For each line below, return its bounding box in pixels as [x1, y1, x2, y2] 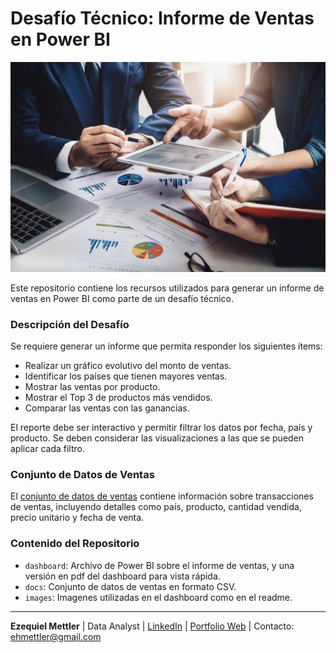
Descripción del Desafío [10, 317, 130, 331]
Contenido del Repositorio [10, 537, 140, 551]
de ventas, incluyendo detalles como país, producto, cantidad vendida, [10, 501, 302, 513]
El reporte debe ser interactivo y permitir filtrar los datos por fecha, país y [10, 421, 313, 433]
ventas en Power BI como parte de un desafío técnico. [10, 292, 235, 304]
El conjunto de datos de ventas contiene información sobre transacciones [10, 490, 314, 502]
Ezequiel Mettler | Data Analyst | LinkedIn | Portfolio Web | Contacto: [10, 620, 295, 632]
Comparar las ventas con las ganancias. [24, 402, 190, 414]
